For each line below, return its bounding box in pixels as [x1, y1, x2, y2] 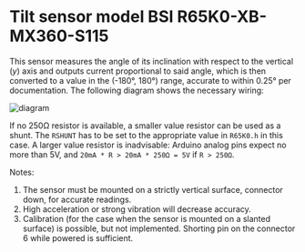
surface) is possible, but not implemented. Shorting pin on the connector [22, 223, 296, 234]
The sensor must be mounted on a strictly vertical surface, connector [22, 184, 284, 195]
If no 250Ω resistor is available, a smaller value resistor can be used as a [9, 120, 281, 131]
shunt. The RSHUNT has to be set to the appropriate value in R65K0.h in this [9, 129, 284, 140]
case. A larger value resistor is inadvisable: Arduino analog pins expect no [9, 139, 287, 150]
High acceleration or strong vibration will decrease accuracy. [22, 203, 252, 215]
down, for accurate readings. [22, 194, 132, 205]
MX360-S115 [9, 25, 109, 46]
